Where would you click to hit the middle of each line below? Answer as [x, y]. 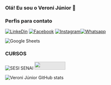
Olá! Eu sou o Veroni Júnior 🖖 [40, 8]
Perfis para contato [29, 21]
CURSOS [16, 54]
